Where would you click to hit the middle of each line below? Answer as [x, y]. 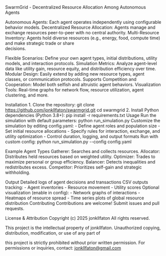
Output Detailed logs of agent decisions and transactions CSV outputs [77, 182]
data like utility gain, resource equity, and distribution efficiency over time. [81, 69]
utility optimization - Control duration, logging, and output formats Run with [82, 136]
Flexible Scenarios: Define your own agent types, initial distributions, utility [81, 58]
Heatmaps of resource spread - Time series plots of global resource [75, 198]
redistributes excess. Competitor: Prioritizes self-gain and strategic [74, 167]
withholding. [18, 172]
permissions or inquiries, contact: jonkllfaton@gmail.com [63, 248]
